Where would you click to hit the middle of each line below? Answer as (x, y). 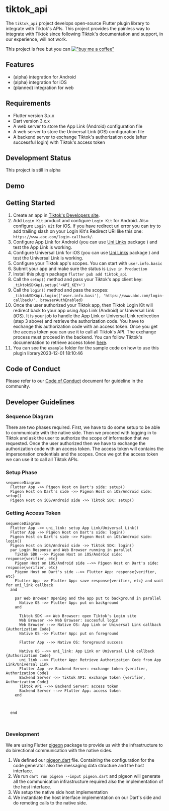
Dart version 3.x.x (31, 121)
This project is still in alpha (33, 170)
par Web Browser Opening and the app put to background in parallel (88, 598)
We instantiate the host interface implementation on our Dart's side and (87, 797)
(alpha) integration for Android (44, 77)
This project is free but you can (38, 49)
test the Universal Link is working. (48, 258)
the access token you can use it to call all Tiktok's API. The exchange (84, 332)
